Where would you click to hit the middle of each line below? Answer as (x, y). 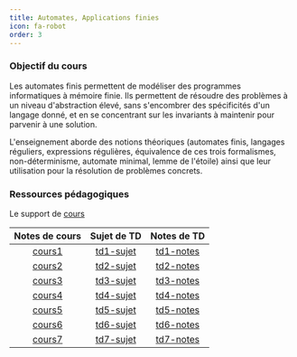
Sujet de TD (116, 236)
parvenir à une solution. (53, 124)
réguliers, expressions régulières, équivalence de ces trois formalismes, (143, 151)
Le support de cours (47, 213)
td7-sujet (116, 339)
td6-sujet (116, 324)
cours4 (48, 295)
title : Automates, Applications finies (84, 18)
